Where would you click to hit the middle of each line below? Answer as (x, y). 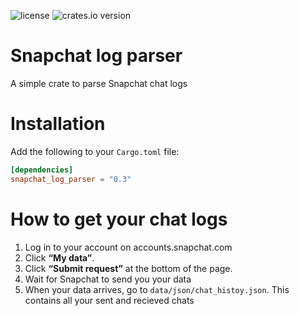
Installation (58, 124)
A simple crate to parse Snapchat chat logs (99, 83)
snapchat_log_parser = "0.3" (71, 179)
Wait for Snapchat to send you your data (108, 279)
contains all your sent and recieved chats (109, 300)
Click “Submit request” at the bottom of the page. (128, 268)
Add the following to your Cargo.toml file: (95, 151)
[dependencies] (42, 170)
